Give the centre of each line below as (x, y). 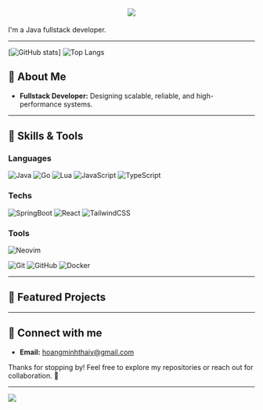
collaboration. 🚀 (33, 376)
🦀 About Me (37, 77)
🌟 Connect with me (55, 333)
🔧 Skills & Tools (46, 136)
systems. (78, 104)
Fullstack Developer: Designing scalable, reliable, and (107, 96)
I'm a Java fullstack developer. (58, 29)
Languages (30, 158)
